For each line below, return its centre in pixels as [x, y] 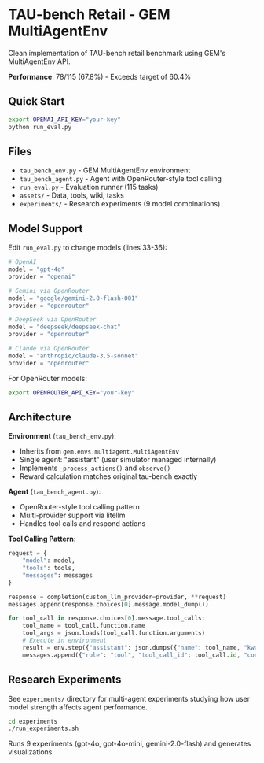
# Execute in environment [65, 641]
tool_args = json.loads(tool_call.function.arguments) [114, 633]
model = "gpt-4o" [37, 269]
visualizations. [31, 752]
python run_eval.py [40, 127]
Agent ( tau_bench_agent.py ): [55, 492]
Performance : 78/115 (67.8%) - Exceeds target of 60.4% [99, 76]
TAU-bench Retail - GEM [89, 15]
